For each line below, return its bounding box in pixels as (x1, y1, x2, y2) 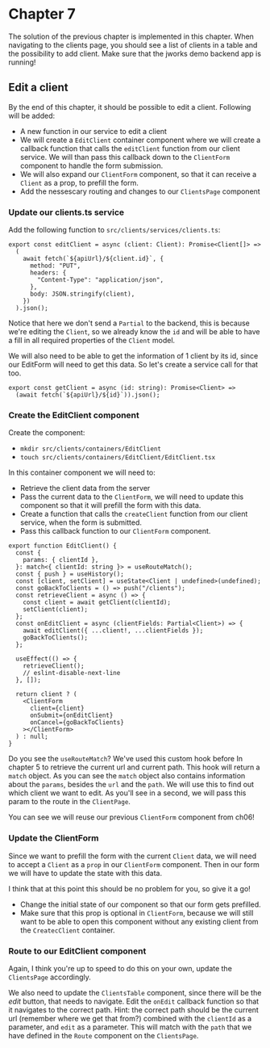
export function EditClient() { (8, 542, 117, 550)
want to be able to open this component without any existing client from (19, 916, 260, 926)
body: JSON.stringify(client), (29, 290, 135, 299)
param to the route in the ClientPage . (8, 797, 131, 807)
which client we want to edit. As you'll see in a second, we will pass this (8, 788, 247, 798)
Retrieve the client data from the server (19, 484, 151, 493)
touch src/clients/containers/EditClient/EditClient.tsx (19, 454, 216, 462)
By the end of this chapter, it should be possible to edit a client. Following (8, 102, 251, 111)
